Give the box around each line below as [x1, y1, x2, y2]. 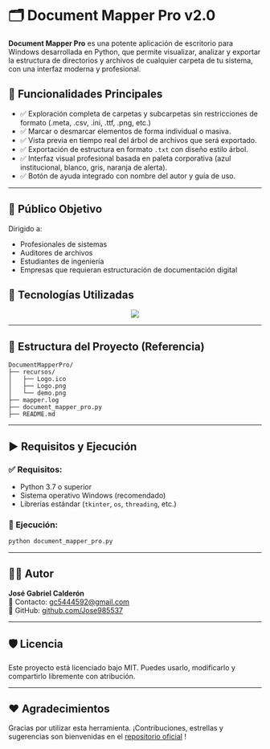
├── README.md [8, 411, 56, 419]
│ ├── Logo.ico [8, 375, 67, 383]
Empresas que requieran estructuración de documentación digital [19, 264, 238, 274]
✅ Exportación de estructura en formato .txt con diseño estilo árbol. [19, 144, 249, 153]
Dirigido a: [8, 223, 43, 233]
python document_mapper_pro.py [8, 538, 113, 546]
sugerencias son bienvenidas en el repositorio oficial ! [8, 732, 187, 742]
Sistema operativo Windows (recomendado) [19, 490, 166, 500]
